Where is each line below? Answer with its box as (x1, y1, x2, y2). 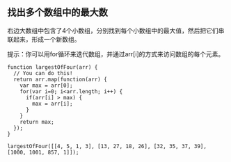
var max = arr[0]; (19, 82, 73, 89)
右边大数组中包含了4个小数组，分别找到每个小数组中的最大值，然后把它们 (7, 26, 219, 35)
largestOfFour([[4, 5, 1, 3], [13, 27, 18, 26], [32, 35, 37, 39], (7, 143, 207, 149)
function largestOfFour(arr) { (7, 63, 98, 71)
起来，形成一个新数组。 (13, 35, 81, 43)
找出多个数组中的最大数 (7, 6, 108, 19)
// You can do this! (13, 70, 73, 76)
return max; (19, 118, 54, 125)
